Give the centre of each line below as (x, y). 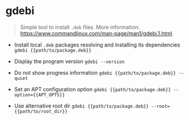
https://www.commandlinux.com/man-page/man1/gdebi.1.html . (97, 33)
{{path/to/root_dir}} (41, 111)
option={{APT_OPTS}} (39, 95)
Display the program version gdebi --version (69, 61)
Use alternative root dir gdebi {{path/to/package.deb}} (81, 106)
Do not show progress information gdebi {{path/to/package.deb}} (95, 72)
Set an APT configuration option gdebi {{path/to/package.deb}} (92, 89)
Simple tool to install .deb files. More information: (80, 27)
